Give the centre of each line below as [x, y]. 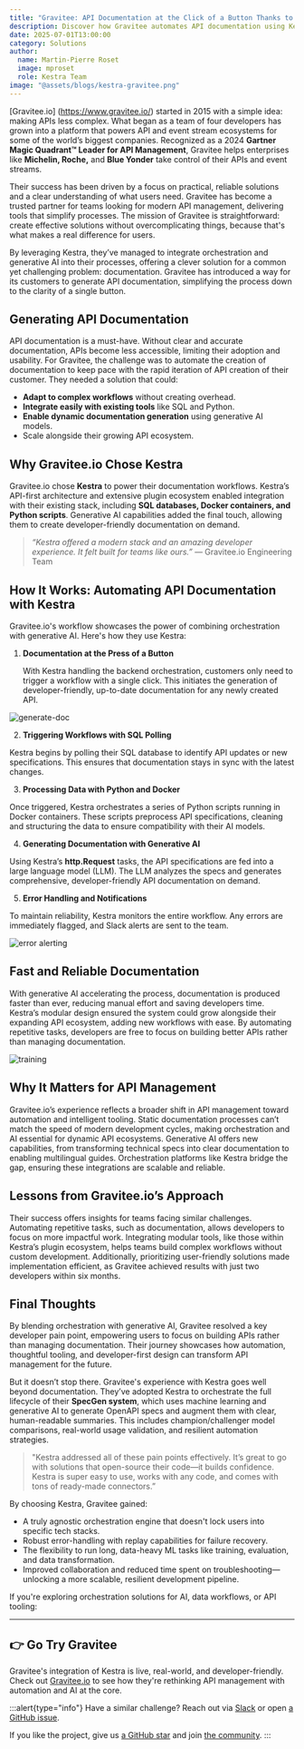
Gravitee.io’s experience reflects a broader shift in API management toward [149, 1109]
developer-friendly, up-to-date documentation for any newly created [150, 690]
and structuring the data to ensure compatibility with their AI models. [137, 826]
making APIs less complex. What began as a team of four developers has [146, 121]
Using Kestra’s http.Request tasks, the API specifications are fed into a [142, 862]
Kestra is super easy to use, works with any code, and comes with [155, 1477]
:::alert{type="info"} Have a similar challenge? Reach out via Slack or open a [152, 1708]
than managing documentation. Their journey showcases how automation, [148, 1345]
